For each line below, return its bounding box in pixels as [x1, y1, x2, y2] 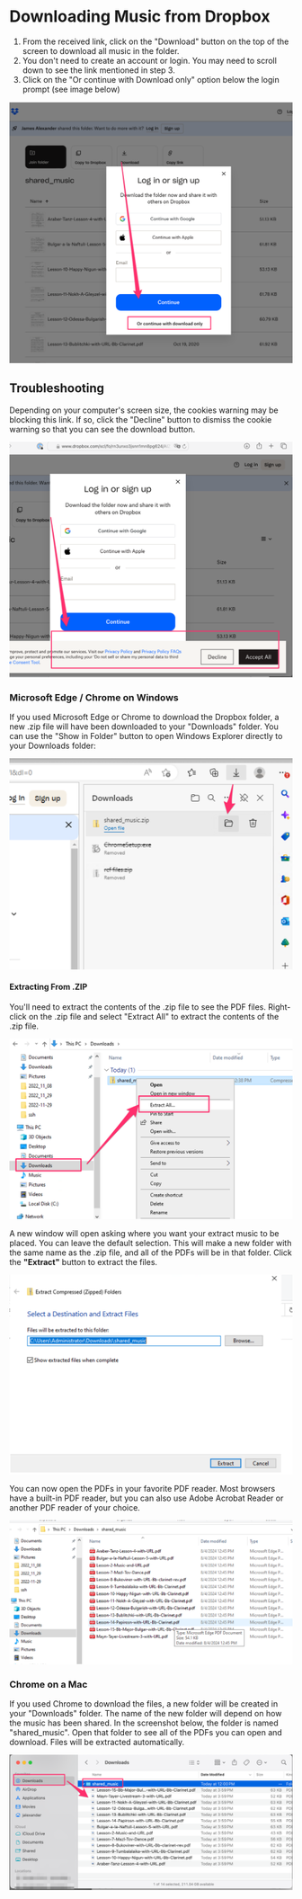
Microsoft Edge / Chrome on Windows [9, 691, 179, 703]
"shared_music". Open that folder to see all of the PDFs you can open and [9, 1727, 283, 1738]
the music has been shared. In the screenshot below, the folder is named [9, 1717, 279, 1728]
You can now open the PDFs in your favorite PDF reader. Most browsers [9, 1483, 276, 1493]
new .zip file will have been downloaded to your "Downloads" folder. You [9, 721, 279, 732]
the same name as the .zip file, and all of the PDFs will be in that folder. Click [9, 1247, 292, 1258]
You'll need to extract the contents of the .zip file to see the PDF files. [9, 1001, 267, 1012]
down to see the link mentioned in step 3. [22, 65, 175, 76]
